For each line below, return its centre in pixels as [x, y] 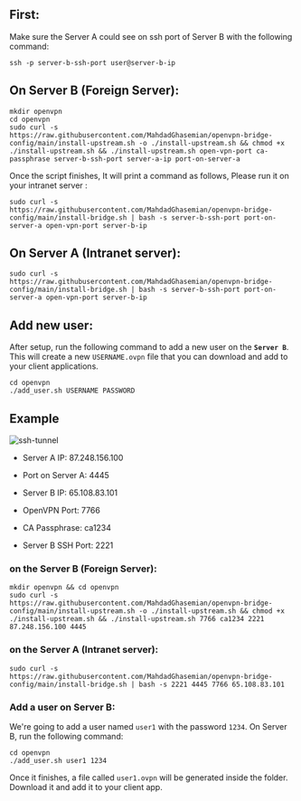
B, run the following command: [66, 736]
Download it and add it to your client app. [86, 787]
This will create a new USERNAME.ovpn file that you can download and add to [149, 357]
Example [34, 418]
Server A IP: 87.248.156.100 [73, 458]
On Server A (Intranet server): [95, 254]
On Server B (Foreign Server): [94, 91]
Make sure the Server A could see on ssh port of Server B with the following [151, 36]
